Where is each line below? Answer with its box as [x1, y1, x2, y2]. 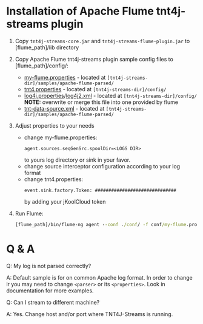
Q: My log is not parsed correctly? [6, 262, 92, 269]
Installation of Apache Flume [6, 4, 155, 18]
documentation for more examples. [6, 287, 94, 294]
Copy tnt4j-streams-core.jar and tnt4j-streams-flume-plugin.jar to [15, 37, 190, 44]
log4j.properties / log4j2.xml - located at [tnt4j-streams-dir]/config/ [24, 92, 197, 99]
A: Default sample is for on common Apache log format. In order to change [6, 274, 193, 281]
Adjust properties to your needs [15, 122, 95, 129]
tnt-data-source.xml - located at [24, 105, 105, 112]
